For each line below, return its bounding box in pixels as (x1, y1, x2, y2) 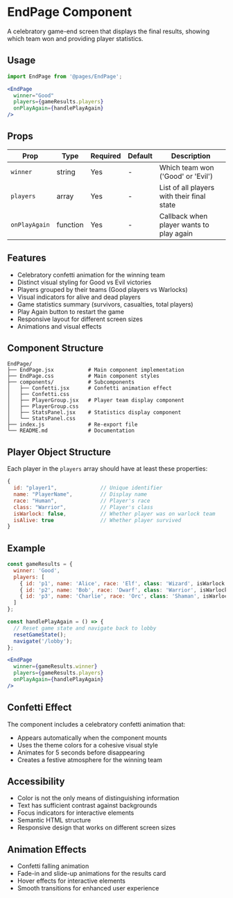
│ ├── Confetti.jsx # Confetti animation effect (7, 385, 172, 392)
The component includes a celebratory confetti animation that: (7, 720, 186, 728)
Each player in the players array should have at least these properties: (7, 465, 208, 473)
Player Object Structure (7, 446, 111, 458)
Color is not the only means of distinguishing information (17, 794, 180, 802)
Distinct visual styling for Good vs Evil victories (17, 278, 152, 286)
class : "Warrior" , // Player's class (13, 503, 154, 510)
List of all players (159, 182, 215, 192)
